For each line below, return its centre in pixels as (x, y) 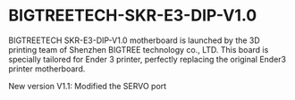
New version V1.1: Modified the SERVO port (88, 86)
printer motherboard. (47, 69)
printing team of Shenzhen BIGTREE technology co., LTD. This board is (139, 49)
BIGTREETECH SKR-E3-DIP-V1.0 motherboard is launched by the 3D (134, 40)
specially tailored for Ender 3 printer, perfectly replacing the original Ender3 (147, 59)
